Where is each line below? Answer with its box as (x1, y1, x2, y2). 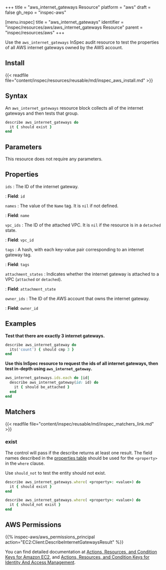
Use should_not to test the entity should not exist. (5, 470, 107, 476)
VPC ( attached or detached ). (5, 276, 62, 282)
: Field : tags (5, 261, 30, 267)
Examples (5, 320, 36, 328)
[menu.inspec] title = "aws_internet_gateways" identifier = (5, 19, 124, 25)
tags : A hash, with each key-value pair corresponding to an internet (5, 246, 144, 252)
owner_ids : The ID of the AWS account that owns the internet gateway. (5, 295, 150, 301)
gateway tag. (5, 252, 32, 258)
